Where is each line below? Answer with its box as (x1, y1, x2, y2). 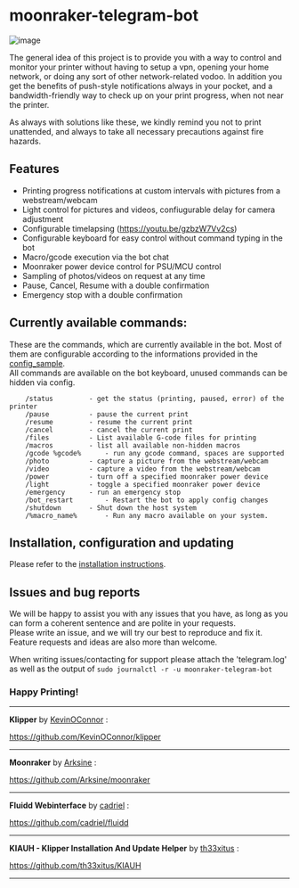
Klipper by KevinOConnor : (9, 714, 109, 725)
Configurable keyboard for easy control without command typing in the (21, 233, 283, 243)
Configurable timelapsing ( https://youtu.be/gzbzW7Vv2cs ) (21, 223, 238, 234)
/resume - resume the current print (25, 417, 193, 426)
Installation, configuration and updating (9, 535, 234, 550)
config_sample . (9, 358, 65, 368)
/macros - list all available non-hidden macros (25, 440, 241, 450)
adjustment (21, 213, 64, 224)
